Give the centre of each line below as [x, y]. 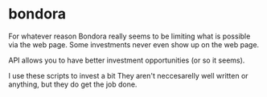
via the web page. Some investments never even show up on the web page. [134, 44]
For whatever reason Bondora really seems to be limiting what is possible [129, 36]
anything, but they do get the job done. [73, 84]
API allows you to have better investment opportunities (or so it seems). [127, 60]
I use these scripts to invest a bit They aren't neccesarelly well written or [128, 75]
